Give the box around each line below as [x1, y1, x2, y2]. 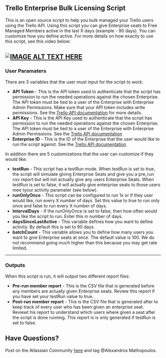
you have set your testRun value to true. [12, 293, 94, 299]
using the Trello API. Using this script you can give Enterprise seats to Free [5, 22, 157, 28]
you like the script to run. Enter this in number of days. [12, 213, 123, 219]
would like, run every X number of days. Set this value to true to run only [12, 197, 160, 203]
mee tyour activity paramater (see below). [12, 187, 98, 193]
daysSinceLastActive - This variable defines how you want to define [12, 218, 153, 224]
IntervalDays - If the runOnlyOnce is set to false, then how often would [12, 208, 157, 214]
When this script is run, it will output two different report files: [5, 273, 130, 279]
